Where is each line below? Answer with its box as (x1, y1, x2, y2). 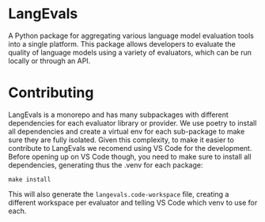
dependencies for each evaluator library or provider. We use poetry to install (8, 118, 257, 127)
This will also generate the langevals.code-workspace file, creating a (8, 189, 229, 198)
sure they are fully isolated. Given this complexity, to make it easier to (8, 135, 235, 145)
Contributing (8, 84, 94, 102)
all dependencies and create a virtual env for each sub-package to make (8, 126, 245, 136)
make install (8, 175, 51, 183)
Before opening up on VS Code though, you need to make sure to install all (8, 152, 252, 161)
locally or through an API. (8, 56, 91, 66)
